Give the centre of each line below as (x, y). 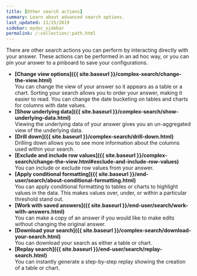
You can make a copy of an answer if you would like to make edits (94, 218)
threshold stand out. (39, 199)
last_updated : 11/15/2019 (38, 22)
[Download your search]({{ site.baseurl (64, 231)
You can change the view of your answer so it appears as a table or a (98, 87)
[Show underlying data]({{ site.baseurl (63, 112)
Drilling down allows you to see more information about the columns (97, 143)
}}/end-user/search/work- (155, 205)
